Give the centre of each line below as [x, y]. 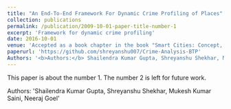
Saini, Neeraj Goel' [33, 98]
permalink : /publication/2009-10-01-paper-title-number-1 [92, 26]
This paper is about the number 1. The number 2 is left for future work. [107, 77]
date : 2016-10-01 [32, 39]
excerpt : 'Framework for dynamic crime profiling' [81, 33]
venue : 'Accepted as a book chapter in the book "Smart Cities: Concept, [115, 45]
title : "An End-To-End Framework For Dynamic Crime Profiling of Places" [115, 13]
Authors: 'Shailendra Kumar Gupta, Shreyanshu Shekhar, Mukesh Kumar [109, 90]
